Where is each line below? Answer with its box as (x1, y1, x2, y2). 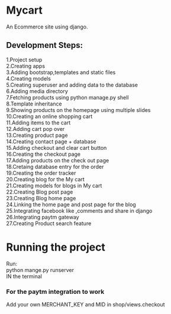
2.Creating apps (6, 62, 46, 69)
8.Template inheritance (6, 100, 62, 107)
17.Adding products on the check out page (6, 156, 109, 164)
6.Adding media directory (6, 87, 68, 95)
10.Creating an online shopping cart (6, 113, 93, 120)
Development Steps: (6, 40, 83, 50)
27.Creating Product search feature (6, 220, 92, 227)
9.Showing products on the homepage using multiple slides (6, 106, 151, 113)
